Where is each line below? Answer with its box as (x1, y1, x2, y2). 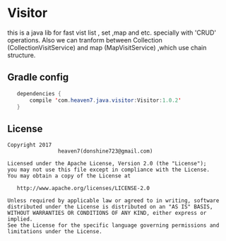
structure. (7, 51, 36, 59)
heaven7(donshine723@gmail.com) (57, 148, 153, 155)
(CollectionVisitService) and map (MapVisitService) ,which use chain (7, 43, 207, 52)
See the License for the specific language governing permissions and (7, 222, 220, 229)
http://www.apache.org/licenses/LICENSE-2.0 (16, 185, 150, 192)
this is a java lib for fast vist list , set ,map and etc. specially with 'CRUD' (7, 28, 217, 37)
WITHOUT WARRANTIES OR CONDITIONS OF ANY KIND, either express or (7, 210, 207, 217)
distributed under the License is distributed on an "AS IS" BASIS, (7, 204, 213, 211)
